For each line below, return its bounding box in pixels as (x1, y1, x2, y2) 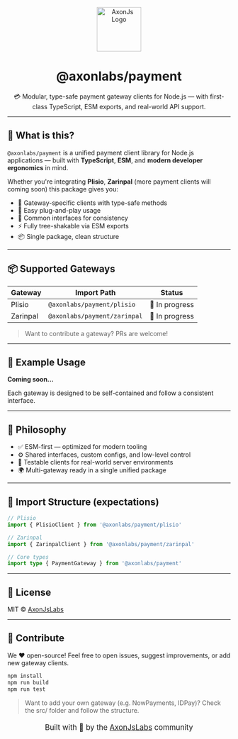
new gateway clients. (7, 658, 69, 667)
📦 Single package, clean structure (17, 232, 120, 240)
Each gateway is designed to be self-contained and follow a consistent (7, 389, 214, 397)
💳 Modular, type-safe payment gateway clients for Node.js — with (13, 92, 209, 101)
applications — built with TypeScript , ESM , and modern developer (7, 156, 203, 165)
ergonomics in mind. (7, 163, 69, 172)
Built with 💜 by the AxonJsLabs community (45, 722, 193, 732)
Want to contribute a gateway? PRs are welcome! (24, 329, 169, 338)
